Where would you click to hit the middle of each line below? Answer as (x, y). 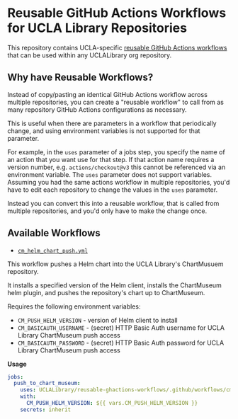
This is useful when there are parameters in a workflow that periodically (112, 123)
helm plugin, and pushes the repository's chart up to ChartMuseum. (106, 292)
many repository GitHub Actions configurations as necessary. (97, 109)
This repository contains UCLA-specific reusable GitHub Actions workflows (117, 47)
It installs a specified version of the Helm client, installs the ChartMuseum (114, 285)
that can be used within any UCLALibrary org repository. (90, 55)
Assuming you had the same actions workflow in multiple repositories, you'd (119, 182)
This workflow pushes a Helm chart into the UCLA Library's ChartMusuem (115, 264)
